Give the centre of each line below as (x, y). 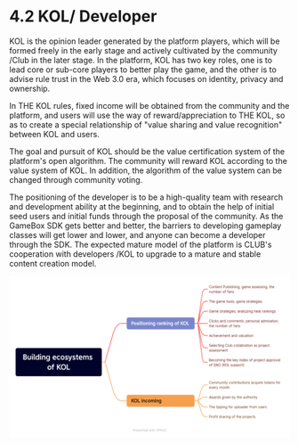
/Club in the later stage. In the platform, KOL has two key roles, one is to (141, 60)
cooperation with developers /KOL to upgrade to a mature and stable (135, 254)
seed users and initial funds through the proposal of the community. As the (146, 216)
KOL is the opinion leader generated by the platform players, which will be (145, 41)
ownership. (30, 88)
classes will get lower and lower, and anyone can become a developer (137, 234)
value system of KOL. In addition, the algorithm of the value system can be (146, 170)
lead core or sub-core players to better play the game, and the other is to (143, 70)
